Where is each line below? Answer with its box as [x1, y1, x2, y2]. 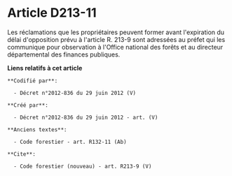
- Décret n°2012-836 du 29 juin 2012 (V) [13, 89, 137, 96]
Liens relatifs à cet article [7, 64, 83, 72]
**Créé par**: [7, 101, 49, 109]
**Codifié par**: [7, 77, 58, 85]
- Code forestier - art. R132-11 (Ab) [13, 138, 128, 145]
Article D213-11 [7, 5, 97, 21]
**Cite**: [7, 150, 36, 158]
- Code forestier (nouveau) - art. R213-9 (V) [13, 163, 152, 170]
